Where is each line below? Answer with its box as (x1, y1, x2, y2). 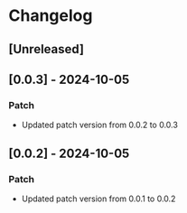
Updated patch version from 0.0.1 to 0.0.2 (21, 193, 176, 204)
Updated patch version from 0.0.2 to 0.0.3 (21, 119, 178, 131)
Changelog (8, 5, 93, 26)
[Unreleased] (8, 42, 85, 57)
